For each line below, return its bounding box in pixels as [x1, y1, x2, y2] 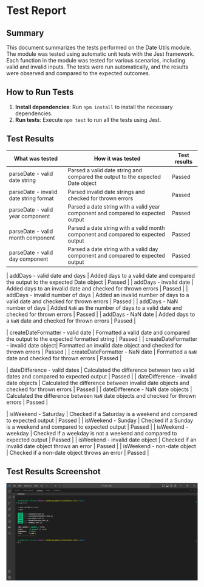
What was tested [13, 155, 58, 162]
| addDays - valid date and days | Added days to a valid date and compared [6, 272, 195, 279]
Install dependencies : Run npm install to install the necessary [15, 103, 173, 110]
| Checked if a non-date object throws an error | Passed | [6, 449, 149, 456]
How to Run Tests [6, 87, 74, 98]
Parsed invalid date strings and [67, 188, 145, 195]
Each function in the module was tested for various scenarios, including [6, 57, 186, 64]
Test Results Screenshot [6, 466, 101, 477]
